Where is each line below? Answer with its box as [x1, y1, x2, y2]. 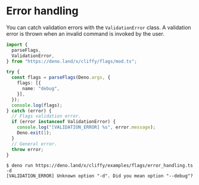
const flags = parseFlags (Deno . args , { [11, 74, 111, 81]
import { [6, 42, 28, 48]
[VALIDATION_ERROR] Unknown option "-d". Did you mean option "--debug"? [6, 173, 194, 179]
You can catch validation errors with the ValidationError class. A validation [6, 24, 192, 31]
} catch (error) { [6, 108, 52, 114]
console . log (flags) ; [11, 102, 63, 108]
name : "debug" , [21, 86, 60, 92]
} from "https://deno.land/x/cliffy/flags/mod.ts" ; [6, 58, 137, 64]
